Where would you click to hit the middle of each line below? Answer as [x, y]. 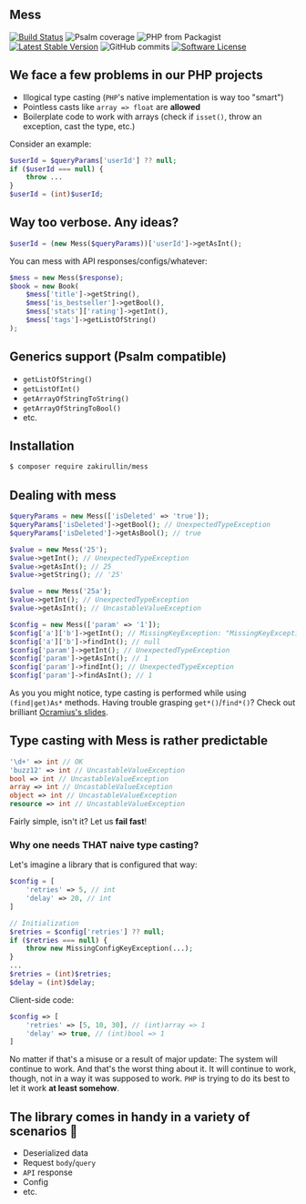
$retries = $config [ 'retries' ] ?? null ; [87, 932]
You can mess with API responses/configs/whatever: [108, 261]
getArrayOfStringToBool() [71, 409]
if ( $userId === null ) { [56, 169]
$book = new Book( [44, 286]
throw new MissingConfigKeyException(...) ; [110, 949]
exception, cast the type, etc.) [79, 126]
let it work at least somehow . [65, 1088]
